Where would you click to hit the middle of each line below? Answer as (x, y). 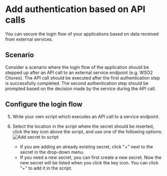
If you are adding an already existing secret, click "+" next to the (87, 146)
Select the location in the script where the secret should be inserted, (83, 126)
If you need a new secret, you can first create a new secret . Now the (91, 157)
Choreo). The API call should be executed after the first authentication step (83, 78)
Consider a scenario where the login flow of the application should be (77, 67)
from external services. (29, 39)
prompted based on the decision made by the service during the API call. (81, 89)
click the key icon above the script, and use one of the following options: (88, 131)
